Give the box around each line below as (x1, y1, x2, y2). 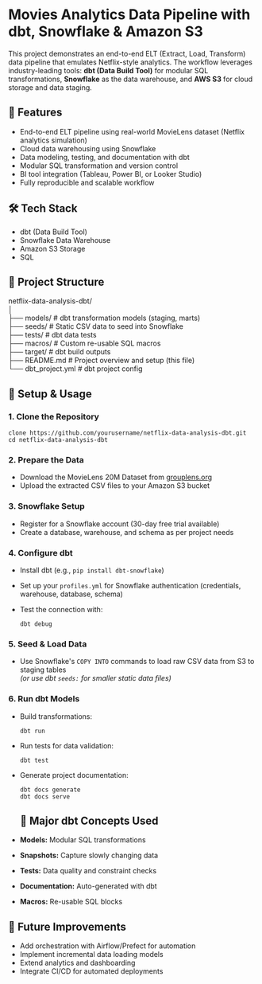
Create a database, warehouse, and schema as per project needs (19, 527, 234, 537)
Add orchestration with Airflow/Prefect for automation (19, 941, 196, 951)
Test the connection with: (19, 604, 103, 614)
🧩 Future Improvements (8, 920, 127, 933)
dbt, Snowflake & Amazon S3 (8, 22, 204, 41)
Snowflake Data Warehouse (19, 235, 111, 244)
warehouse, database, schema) (19, 589, 123, 599)
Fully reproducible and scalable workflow (19, 178, 155, 187)
